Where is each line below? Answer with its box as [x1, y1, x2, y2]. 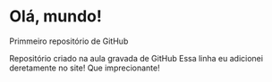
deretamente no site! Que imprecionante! [9, 62, 160, 73]
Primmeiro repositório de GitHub [9, 36, 129, 46]
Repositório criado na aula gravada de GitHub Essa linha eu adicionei [9, 53, 264, 63]
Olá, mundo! [9, 6, 103, 27]
